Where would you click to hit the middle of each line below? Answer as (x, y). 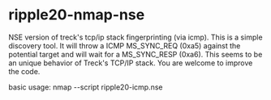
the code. (24, 71)
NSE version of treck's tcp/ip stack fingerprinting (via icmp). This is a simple (135, 37)
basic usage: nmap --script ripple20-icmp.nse (86, 87)
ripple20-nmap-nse (77, 15)
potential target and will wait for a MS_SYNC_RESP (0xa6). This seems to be (135, 54)
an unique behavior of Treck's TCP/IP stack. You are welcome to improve (131, 63)
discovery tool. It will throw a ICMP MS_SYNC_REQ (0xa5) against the (125, 45)
